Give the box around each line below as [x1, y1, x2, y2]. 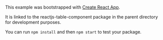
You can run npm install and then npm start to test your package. [5, 29, 141, 34]
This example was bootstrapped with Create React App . [5, 4, 120, 10]
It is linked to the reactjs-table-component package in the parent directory [5, 14, 158, 19]
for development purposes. [5, 19, 61, 25]
